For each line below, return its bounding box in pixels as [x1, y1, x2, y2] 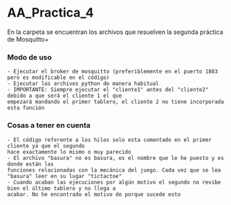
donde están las [7, 161, 54, 168]
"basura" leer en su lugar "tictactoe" [7, 172, 122, 179]
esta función [7, 105, 45, 112]
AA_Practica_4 [7, 5, 94, 21]
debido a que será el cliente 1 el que [7, 92, 122, 100]
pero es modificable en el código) [7, 74, 110, 81]
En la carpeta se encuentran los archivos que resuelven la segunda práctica [7, 28, 223, 36]
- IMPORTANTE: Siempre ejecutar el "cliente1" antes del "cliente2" [7, 87, 209, 93]
